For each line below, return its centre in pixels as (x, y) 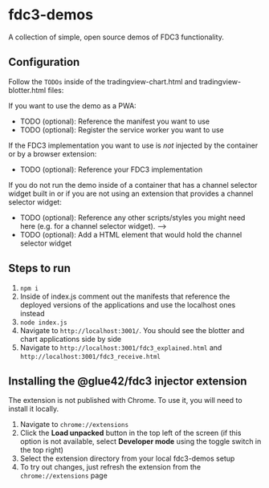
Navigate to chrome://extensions (74, 425)
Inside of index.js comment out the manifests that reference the (125, 296)
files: (56, 90)
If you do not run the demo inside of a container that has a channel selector (133, 185)
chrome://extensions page (64, 476)
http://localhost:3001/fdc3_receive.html (90, 356)
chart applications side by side (71, 339)
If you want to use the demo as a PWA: (72, 105)
